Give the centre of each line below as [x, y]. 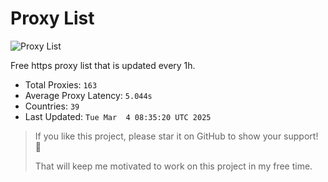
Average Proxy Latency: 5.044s [88, 95]
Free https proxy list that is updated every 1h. [103, 65]
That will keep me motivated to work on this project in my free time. [173, 166]
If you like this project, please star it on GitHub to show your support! [176, 136]
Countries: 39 [52, 106]
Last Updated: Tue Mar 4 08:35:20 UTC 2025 [118, 116]
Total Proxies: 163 [61, 84]
